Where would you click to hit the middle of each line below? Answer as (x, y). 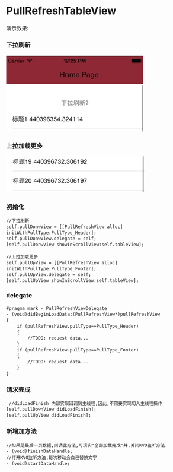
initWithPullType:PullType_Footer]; (51, 268)
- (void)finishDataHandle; (39, 451)
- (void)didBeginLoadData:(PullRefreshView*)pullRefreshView (83, 315)
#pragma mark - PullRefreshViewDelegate (57, 309)
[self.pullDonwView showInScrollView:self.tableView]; (75, 245)
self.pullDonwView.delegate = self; (51, 239)
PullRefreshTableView (61, 11)
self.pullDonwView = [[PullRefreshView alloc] (65, 227)
